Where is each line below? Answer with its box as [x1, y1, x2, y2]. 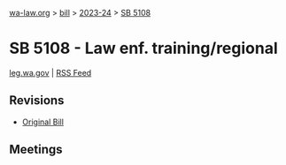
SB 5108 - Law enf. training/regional [9, 39, 279, 58]
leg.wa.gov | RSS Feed [9, 67, 92, 78]
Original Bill [21, 116, 65, 127]
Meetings [9, 142, 64, 157]
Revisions [9, 93, 65, 109]
